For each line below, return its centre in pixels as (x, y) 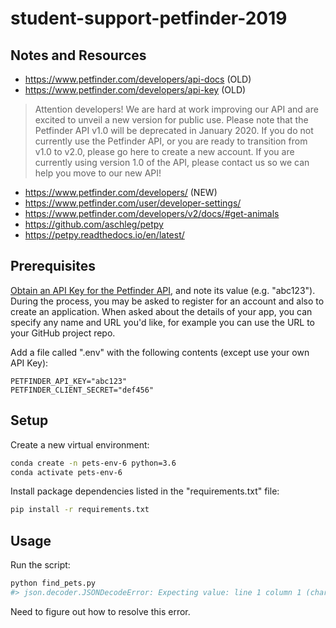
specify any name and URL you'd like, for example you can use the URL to (163, 322)
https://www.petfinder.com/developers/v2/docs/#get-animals (152, 213)
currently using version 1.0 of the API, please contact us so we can (172, 162)
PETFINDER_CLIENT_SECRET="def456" (82, 390)
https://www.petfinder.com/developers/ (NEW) (121, 192)
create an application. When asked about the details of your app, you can (161, 311)
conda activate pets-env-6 (66, 472)
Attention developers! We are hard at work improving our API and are (176, 109)
